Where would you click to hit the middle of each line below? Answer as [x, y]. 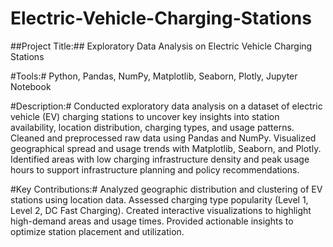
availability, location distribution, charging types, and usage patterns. [152, 127]
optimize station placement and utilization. [97, 231]
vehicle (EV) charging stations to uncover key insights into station [145, 116]
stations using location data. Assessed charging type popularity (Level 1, [159, 199]
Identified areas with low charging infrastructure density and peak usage [160, 159]
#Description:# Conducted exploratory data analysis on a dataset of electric [166, 106]
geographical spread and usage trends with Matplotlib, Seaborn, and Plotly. [166, 148]
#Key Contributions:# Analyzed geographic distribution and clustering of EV [166, 189]
